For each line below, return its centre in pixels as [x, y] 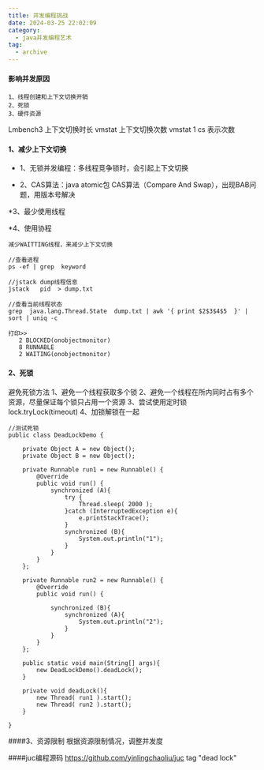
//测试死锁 [24, 428]
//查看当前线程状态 [35, 305]
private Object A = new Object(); [79, 449]
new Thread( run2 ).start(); [84, 704]
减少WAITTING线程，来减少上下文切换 [60, 245]
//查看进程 [24, 260]
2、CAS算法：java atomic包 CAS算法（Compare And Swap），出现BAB [134, 185]
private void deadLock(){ [65, 691]
